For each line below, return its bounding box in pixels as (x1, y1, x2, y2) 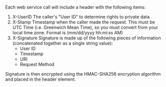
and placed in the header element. (5, 77, 76, 82)
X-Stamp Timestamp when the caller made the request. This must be (12, 19, 155, 25)
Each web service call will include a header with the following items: (5, 4, 146, 10)
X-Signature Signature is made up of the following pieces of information (12, 35, 161, 41)
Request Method (20, 62, 55, 67)
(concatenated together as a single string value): (12, 40, 113, 46)
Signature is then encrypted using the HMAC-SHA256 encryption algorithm (5, 71, 161, 77)
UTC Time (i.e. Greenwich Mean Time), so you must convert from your (12, 24, 158, 30)
